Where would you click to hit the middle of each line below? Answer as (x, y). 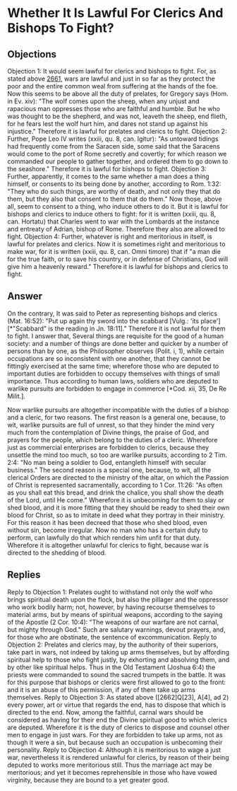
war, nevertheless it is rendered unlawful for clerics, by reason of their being (118, 757)
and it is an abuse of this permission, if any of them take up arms (102, 689)
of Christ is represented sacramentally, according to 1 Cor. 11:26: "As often (115, 485)
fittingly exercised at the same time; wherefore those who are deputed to (113, 366)
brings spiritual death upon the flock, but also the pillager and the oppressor (118, 599)
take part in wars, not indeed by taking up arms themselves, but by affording (118, 652)
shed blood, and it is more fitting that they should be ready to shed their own (119, 507)
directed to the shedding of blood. (57, 553)
